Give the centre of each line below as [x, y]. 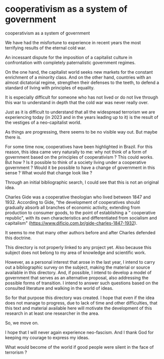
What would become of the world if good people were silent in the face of [80, 347]
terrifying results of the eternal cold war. [46, 48]
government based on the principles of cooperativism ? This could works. [79, 157]
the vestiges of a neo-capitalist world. [43, 122]
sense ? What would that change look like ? [49, 172]
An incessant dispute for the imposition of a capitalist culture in [69, 57]
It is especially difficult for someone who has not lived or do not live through [82, 97]
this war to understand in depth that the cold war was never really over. [77, 102]
